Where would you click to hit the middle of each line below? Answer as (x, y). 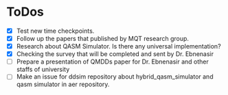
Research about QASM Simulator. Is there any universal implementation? (118, 46)
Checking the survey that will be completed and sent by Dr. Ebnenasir (115, 54)
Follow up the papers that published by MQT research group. (103, 39)
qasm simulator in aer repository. (63, 84)
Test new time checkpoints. (55, 31)
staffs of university (43, 70)
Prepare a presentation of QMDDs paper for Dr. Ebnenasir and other (112, 62)
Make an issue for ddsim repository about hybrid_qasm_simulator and (115, 77)
